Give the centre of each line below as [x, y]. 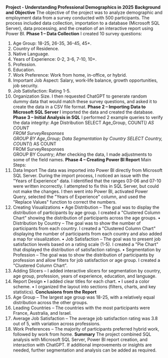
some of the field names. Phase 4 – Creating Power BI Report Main [82, 160]
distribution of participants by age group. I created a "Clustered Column [86, 213]
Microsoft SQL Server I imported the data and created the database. [83, 112]
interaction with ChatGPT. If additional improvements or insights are [82, 345]
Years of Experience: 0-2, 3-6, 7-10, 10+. [55, 59]
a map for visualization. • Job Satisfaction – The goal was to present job [87, 239]
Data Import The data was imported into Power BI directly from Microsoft [87, 170]
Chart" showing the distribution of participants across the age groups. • [87, 218]
